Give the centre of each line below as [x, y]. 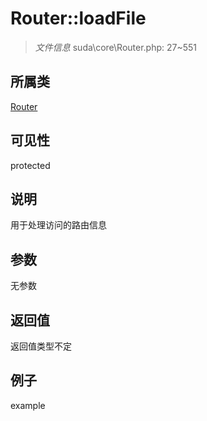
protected [30, 165]
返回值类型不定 [41, 346]
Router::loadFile [78, 18]
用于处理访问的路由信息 [58, 225]
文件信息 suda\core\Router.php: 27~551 [116, 47]
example [28, 405]
